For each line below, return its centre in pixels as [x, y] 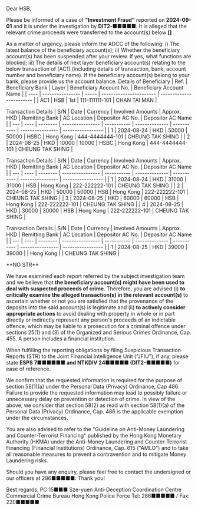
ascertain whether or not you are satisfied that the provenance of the [90, 301]
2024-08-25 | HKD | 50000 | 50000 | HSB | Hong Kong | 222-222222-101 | [97, 192]
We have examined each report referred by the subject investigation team [95, 276]
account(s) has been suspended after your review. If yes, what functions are [99, 56]
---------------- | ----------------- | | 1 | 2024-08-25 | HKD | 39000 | [104, 247]
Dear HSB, [19, 9]
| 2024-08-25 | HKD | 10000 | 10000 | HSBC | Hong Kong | [77, 143]
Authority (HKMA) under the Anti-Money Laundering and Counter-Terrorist [97, 442]
